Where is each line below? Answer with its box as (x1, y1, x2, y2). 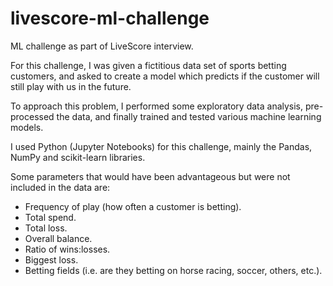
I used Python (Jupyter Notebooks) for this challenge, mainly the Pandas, (10, 140, 313, 152)
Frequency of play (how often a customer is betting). (24, 200, 242, 212)
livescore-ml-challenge (10, 7, 210, 30)
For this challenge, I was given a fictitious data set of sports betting (10, 59, 287, 71)
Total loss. (24, 222, 68, 234)
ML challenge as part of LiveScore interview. (10, 40, 194, 52)
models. (10, 121, 44, 133)
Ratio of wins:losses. (24, 243, 111, 255)
